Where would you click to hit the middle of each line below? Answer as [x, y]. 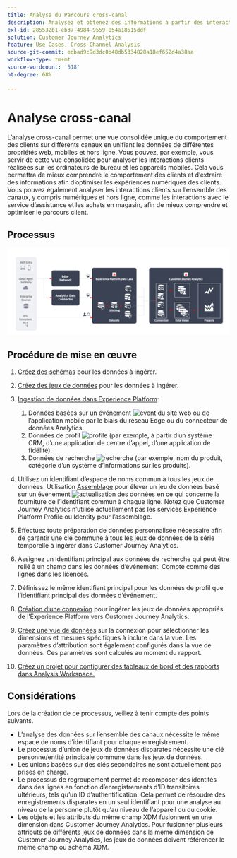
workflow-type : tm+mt [39, 60]
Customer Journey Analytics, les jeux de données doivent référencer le [121, 839]
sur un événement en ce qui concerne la [119, 494]
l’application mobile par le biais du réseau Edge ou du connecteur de [128, 420]
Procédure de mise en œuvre [72, 354]
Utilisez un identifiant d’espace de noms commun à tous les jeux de [115, 479]
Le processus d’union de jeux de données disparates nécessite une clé [121, 749]
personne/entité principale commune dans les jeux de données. [110, 757]
